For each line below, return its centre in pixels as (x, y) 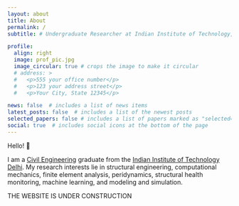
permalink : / (27, 27)
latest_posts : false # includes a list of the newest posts (100, 112)
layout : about (28, 14)
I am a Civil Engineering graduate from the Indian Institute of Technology (114, 159)
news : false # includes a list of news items (78, 106)
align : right (33, 53)
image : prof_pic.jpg (44, 60)
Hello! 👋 (19, 146)
